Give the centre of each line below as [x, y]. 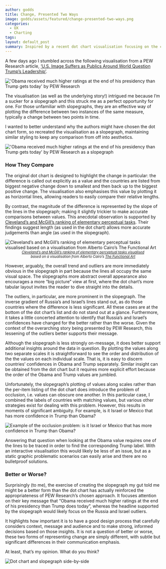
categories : [17, 24]
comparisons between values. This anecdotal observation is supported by [81, 217]
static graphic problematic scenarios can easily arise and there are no [76, 456]
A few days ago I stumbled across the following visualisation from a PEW [79, 61]
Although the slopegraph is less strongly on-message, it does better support [83, 343]
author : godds [20, 10]
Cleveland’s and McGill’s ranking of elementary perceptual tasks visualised [83, 252]
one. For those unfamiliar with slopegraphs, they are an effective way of [78, 106]
